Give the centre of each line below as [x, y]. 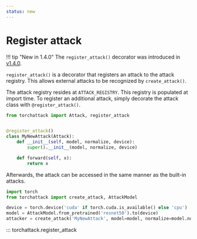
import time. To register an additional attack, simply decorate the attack [92, 98]
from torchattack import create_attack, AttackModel [72, 197]
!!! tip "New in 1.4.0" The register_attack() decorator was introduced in [93, 57]
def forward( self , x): [44, 158]
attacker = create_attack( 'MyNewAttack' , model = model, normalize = [89, 219]
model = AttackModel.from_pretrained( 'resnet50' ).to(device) [82, 213]
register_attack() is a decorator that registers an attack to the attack [90, 75]
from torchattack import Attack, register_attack [68, 115]
